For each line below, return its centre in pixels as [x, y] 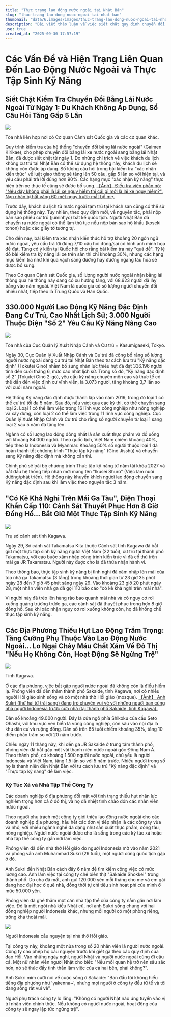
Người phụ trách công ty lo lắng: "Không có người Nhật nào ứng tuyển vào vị [85, 998]
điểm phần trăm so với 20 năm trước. [44, 735]
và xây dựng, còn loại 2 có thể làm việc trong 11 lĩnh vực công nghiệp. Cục [83, 413]
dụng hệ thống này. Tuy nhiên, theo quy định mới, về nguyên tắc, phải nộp [83, 212]
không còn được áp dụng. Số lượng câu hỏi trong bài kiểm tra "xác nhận [81, 168]
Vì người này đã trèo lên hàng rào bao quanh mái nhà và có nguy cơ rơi [79, 598]
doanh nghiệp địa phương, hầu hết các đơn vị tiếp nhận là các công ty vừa [83, 822]
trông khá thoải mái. [26, 917]
